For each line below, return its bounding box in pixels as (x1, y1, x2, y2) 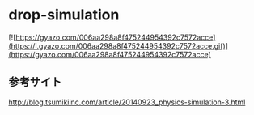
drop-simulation (8, 6, 120, 24)
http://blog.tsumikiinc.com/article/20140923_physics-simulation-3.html (8, 97, 246, 107)
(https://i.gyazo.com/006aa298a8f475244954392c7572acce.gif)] (8, 40, 229, 50)
